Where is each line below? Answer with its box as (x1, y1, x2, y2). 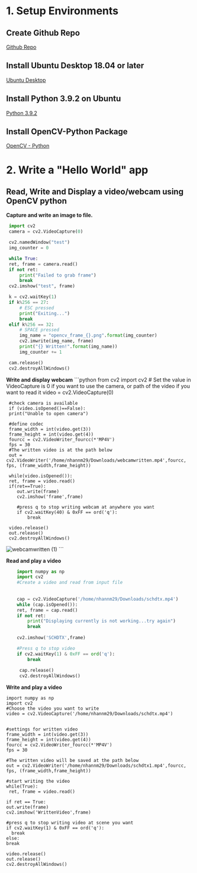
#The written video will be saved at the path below (6, 758, 139, 764)
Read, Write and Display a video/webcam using (6, 187, 184, 197)
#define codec (8, 421, 44, 427)
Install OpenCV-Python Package (6, 126, 128, 137)
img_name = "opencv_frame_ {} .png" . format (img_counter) (19, 332, 158, 339)
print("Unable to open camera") (8, 411, 89, 417)
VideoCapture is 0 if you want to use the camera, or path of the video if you (6, 382, 190, 389)
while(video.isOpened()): (8, 473, 73, 479)
